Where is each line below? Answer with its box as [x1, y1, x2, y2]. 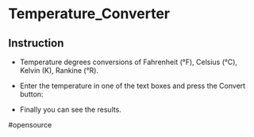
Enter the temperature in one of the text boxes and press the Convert [19, 81, 246, 90]
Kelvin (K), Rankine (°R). [19, 66, 99, 75]
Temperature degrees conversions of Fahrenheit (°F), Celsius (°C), [19, 57, 238, 67]
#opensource [8, 120, 52, 129]
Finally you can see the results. [19, 105, 121, 114]
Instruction [8, 36, 64, 50]
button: [19, 89, 44, 99]
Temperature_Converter [8, 5, 171, 23]
